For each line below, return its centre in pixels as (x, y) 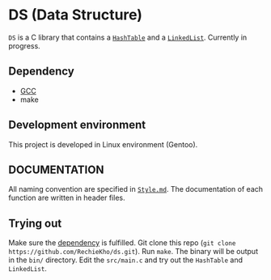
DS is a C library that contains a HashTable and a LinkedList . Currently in (128, 37)
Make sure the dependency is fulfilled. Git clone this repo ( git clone (122, 243)
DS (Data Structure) (76, 15)
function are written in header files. (67, 198)
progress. (24, 45)
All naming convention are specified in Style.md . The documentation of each (136, 189)
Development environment (77, 125)
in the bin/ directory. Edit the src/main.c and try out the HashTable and (126, 260)
